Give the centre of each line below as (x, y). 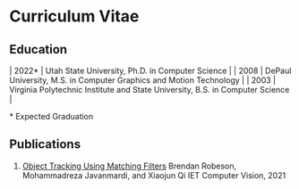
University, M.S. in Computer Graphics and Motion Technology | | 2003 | (142, 80)
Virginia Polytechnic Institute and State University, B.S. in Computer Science (149, 90)
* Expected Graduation (51, 116)
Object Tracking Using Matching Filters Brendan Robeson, (129, 166)
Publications (45, 144)
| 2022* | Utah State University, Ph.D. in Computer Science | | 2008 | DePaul (150, 70)
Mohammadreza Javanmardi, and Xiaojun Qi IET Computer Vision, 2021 (154, 175)
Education (38, 49)
